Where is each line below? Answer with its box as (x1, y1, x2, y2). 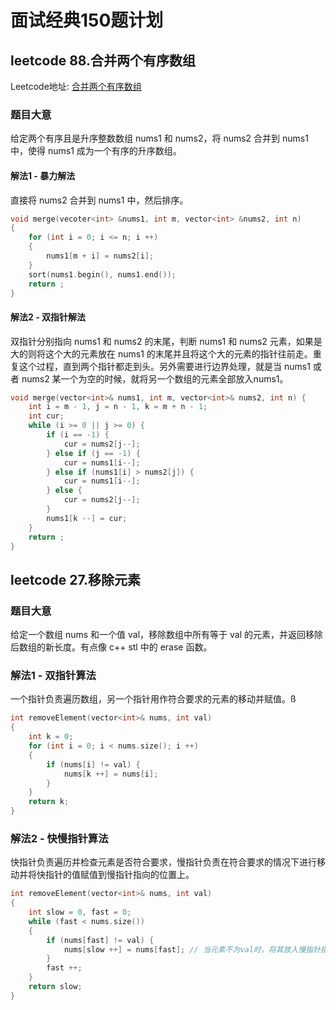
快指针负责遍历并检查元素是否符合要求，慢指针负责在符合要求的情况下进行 (10, 856, 317, 868)
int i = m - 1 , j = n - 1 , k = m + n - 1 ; (28, 402, 208, 412)
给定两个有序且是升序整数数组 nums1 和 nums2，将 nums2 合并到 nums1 (10, 132, 309, 145)
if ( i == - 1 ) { (46, 430, 110, 440)
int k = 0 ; (28, 732, 74, 742)
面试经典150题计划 (10, 9, 164, 32)
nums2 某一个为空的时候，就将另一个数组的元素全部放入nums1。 (21, 372, 289, 385)
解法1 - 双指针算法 (10, 669, 97, 683)
